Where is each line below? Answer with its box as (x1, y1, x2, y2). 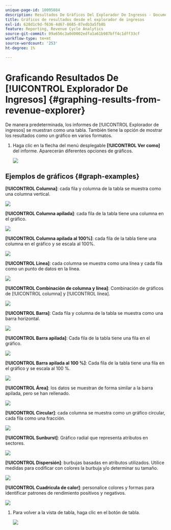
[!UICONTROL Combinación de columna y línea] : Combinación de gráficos (5, 285, 164, 291)
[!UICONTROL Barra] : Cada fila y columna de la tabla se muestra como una (5, 310, 163, 316)
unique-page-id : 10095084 (5, 7, 60, 13)
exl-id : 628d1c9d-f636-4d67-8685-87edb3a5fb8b (5, 21, 106, 27)
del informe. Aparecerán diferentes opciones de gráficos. (12, 148, 133, 154)
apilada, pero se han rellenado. (5, 390, 70, 397)
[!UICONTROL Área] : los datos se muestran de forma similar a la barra (5, 385, 153, 391)
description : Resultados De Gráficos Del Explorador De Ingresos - (5, 12, 152, 17)
